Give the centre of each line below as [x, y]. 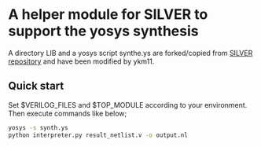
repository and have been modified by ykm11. [81, 61]
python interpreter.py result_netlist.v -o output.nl [98, 135]
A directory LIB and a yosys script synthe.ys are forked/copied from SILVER [130, 53]
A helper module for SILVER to [108, 15]
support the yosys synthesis [103, 31]
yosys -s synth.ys [38, 127]
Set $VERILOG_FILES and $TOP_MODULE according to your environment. [128, 105]
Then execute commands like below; [68, 113]
